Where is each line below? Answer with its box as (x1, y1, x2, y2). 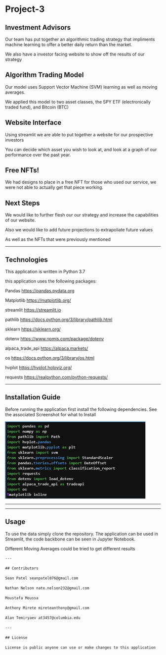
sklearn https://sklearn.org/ (5, 326, 61, 332)
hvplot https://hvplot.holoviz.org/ (5, 365, 72, 371)
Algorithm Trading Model (5, 71, 84, 79)
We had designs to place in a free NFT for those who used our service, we (5, 179, 157, 185)
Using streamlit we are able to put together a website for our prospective (5, 131, 153, 137)
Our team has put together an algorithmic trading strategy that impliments (5, 36, 155, 42)
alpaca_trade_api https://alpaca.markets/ (5, 345, 88, 351)
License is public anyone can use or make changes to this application (5, 645, 156, 650)
